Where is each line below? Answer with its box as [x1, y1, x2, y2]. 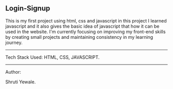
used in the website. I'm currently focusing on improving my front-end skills [5, 28, 166, 35]
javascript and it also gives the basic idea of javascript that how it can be [5, 23, 160, 29]
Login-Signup [5, 4, 50, 13]
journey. [5, 39, 23, 46]
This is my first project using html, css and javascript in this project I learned [5, 17, 167, 24]
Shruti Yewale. [5, 79, 36, 85]
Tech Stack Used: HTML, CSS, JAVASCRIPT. [5, 54, 100, 60]
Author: [5, 69, 22, 75]
